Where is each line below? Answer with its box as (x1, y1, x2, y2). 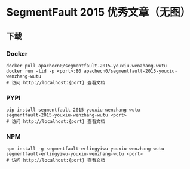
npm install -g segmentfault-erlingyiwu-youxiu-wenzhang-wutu (6, 146, 164, 152)
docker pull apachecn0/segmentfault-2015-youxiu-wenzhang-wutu (6, 63, 167, 69)
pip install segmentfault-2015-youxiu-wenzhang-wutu (6, 107, 140, 113)
